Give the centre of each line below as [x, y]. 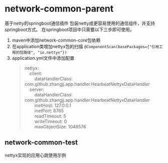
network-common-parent [59, 9]
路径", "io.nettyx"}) [45, 52]
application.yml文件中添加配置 [43, 58]
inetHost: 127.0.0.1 [53, 105]
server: [37, 89]
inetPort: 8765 [49, 110]
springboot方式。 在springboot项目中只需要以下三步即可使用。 [70, 29]
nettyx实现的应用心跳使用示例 [35, 155]
